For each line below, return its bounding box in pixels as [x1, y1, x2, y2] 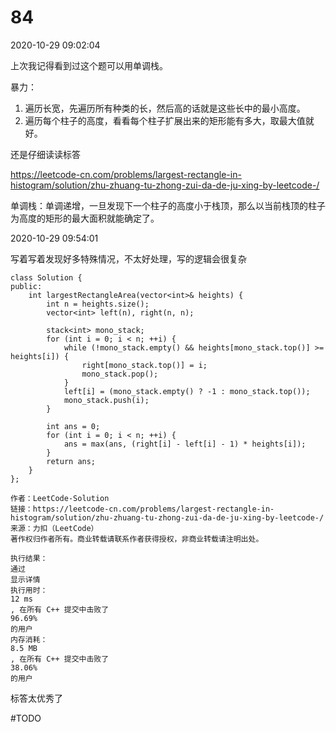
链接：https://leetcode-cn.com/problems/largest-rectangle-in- [10, 504, 275, 514]
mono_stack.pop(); [81, 369, 159, 379]
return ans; [46, 456, 97, 466]
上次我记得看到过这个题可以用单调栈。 [10, 59, 168, 71]
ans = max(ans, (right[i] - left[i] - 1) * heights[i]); [63, 439, 307, 449]
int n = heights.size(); [46, 299, 150, 309]
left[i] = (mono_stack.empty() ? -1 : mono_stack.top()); [63, 386, 311, 396]
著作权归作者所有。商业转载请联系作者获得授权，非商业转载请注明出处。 [10, 534, 264, 544]
